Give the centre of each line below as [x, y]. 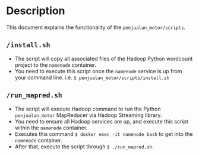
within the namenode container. [51, 128]
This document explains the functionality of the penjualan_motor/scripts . [96, 27]
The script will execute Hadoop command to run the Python [88, 109]
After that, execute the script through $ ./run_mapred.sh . [84, 147]
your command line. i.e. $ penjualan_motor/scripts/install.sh [92, 77]
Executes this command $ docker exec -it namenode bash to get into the [104, 134]
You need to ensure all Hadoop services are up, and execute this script [101, 121]
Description [36, 11]
